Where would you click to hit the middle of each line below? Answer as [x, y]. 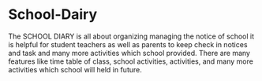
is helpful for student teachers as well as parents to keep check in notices [128, 44]
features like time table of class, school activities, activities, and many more [131, 61]
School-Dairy [53, 15]
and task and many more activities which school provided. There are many [129, 53]
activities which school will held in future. [75, 69]
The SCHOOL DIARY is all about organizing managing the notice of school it [131, 36]
